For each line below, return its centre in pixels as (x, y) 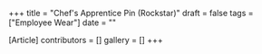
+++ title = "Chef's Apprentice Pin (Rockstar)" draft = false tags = (131, 13)
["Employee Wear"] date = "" (63, 22)
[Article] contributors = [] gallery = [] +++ (86, 40)
